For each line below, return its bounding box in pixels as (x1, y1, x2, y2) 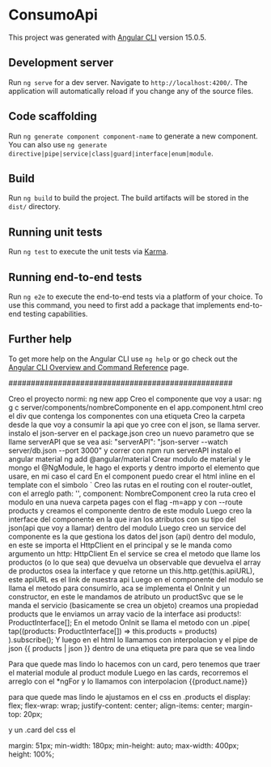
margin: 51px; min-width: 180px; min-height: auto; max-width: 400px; (8, 740, 239, 750)
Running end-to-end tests (8, 270, 142, 284)
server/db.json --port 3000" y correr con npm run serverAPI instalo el (8, 445, 241, 455)
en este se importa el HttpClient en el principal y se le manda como (8, 540, 232, 550)
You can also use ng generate (8, 139, 108, 149)
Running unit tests (8, 225, 103, 239)
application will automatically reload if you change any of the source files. (8, 86, 253, 96)
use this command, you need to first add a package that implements (8, 300, 235, 309)
